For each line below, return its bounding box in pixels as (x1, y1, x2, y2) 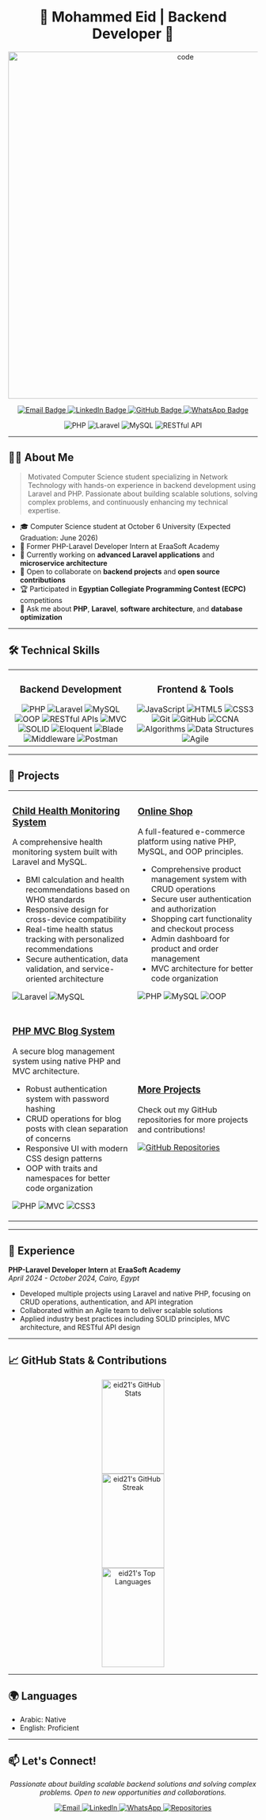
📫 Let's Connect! (8, 1754, 97, 1768)
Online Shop (137, 805, 193, 817)
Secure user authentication (150, 893, 252, 904)
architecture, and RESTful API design (19, 1322, 141, 1332)
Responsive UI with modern (25, 1143, 128, 1154)
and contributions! (137, 1124, 206, 1135)
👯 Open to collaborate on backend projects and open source (19, 566, 220, 576)
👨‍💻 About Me (8, 451, 74, 464)
